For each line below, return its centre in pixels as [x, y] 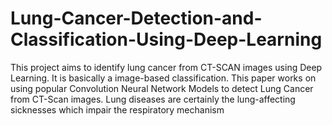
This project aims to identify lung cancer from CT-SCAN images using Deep [166, 67]
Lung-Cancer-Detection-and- [136, 18]
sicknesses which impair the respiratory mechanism [117, 109]
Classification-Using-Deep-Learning [166, 39]
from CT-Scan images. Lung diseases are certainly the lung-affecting [153, 99]
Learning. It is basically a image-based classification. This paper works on [163, 78]
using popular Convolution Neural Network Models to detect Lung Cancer [162, 88]
